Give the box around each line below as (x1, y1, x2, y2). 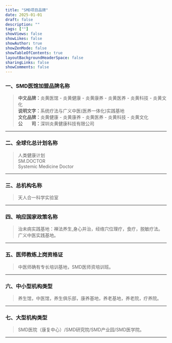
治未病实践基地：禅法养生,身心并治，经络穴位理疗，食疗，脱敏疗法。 (17, 226, 163, 232)
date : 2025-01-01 (5, 12, 42, 17)
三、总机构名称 (5, 182, 42, 189)
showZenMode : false (5, 46, 47, 51)
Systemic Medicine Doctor (17, 163, 74, 169)
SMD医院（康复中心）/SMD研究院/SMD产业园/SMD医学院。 (17, 327, 144, 333)
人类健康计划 (17, 152, 45, 158)
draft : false (5, 17, 33, 22)
